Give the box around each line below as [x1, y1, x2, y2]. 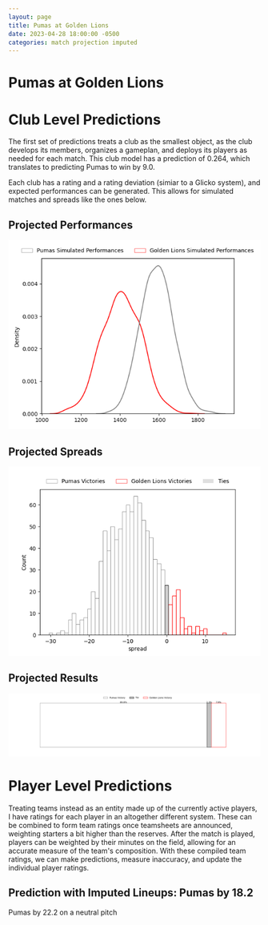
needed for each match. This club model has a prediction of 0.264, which [8, 154, 250, 163]
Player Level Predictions [8, 777, 173, 794]
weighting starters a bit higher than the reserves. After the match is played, [8, 829, 256, 839]
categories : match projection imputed [8, 38, 138, 46]
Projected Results [8, 671, 98, 685]
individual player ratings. [8, 863, 90, 872]
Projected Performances [8, 218, 134, 231]
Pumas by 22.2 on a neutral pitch [8, 907, 118, 917]
